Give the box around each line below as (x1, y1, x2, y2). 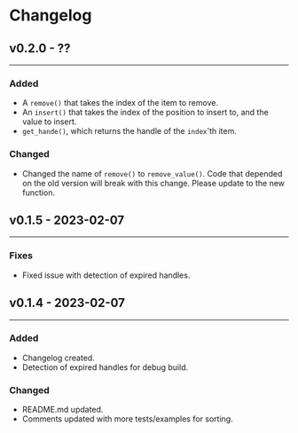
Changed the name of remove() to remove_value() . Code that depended (21, 168, 283, 178)
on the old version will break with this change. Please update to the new (21, 177, 286, 188)
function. (21, 187, 56, 198)
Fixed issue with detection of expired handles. (21, 270, 191, 280)
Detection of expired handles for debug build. (21, 361, 189, 373)
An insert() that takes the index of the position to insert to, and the (21, 107, 269, 118)
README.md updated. (21, 405, 104, 415)
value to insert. (21, 116, 77, 127)
